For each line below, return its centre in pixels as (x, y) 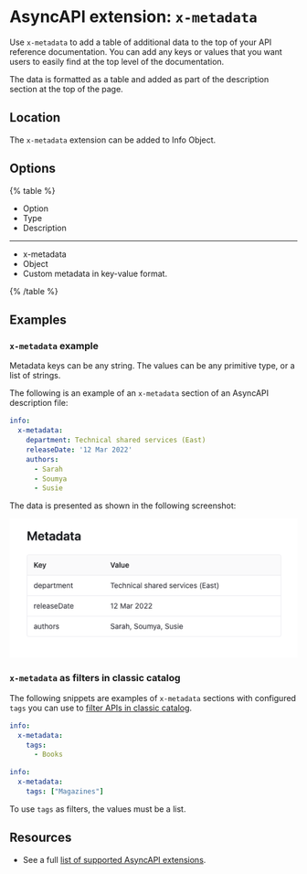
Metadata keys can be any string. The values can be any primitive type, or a (152, 366)
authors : (42, 459)
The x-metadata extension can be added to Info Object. (113, 140)
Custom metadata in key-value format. (95, 273)
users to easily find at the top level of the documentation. (117, 61)
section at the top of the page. (66, 89)
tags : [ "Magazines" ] (65, 792)
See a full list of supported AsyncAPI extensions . (114, 859)
